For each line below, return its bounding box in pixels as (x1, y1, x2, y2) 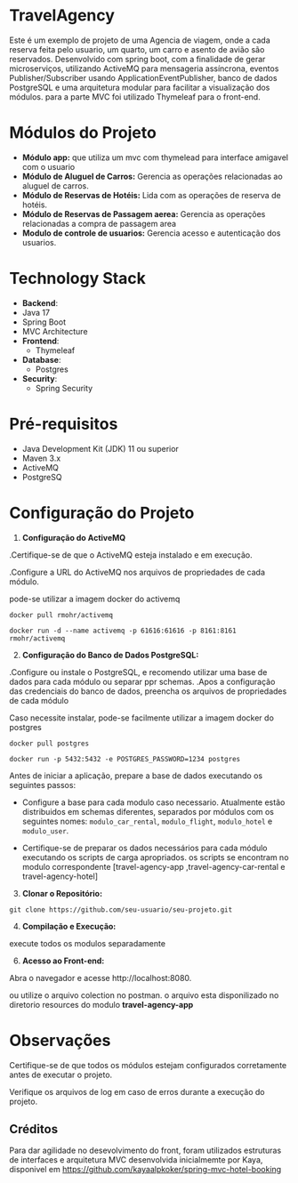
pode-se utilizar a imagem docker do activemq (9, 593, 181, 604)
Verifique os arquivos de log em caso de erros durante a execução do (9, 1086, 265, 1097)
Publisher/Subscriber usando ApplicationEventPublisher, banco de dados (9, 72, 278, 83)
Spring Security (35, 382, 93, 393)
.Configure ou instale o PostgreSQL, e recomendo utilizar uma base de (9, 666, 268, 677)
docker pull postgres (9, 739, 90, 748)
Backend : (21, 297, 59, 308)
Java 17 (21, 307, 51, 318)
